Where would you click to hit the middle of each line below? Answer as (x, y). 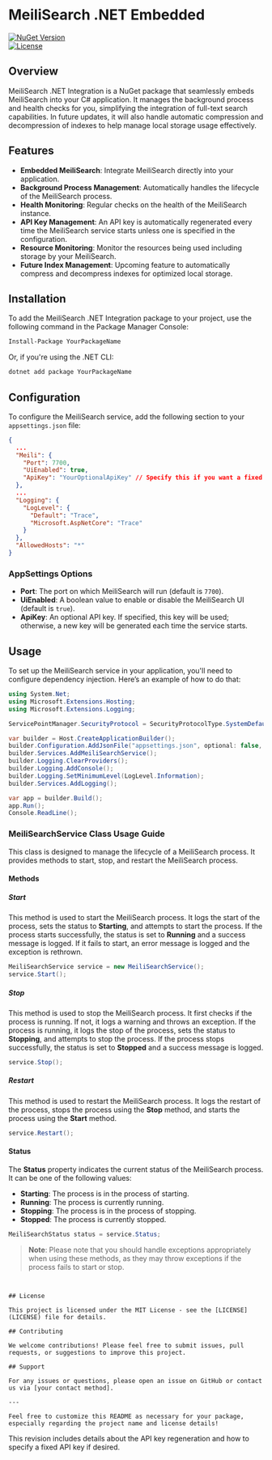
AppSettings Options (51, 574)
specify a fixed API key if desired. (64, 1447)
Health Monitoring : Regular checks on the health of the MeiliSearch (133, 205)
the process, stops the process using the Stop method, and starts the (124, 1110)
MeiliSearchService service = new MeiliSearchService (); (106, 967)
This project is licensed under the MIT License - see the (110, 1310)
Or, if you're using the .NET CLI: (61, 357)
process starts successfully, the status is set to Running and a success (127, 935)
